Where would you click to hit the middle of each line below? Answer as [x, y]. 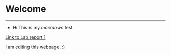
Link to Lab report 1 [25, 37]
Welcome [26, 9]
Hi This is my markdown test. [43, 27]
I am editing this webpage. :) [35, 47]
